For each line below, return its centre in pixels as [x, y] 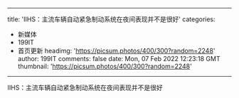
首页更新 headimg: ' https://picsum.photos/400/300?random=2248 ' [116, 51]
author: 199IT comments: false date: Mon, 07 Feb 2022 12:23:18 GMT [119, 59]
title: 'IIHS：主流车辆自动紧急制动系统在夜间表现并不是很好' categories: [111, 19]
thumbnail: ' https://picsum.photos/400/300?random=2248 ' [105, 66]
